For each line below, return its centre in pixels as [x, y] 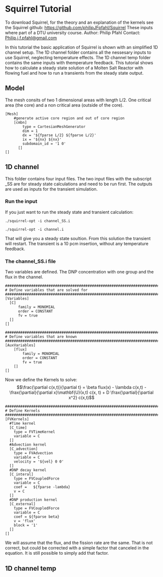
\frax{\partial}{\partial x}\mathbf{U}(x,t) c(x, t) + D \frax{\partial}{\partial [81, 393]
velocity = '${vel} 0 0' [39, 462]
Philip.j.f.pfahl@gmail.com [31, 38]
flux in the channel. [24, 277]
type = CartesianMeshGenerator [54, 127]
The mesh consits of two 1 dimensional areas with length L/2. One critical [78, 100]
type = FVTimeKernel [34, 432]
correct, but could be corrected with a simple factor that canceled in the [77, 548]
